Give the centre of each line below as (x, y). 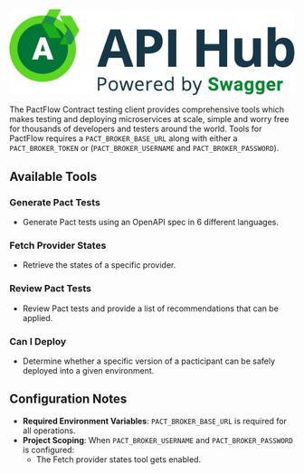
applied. (38, 318)
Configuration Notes (68, 399)
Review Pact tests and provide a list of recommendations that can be (150, 308)
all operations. (49, 431)
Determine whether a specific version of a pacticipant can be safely (149, 361)
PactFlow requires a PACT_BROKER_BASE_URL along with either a (123, 138)
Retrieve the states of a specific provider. (99, 265)
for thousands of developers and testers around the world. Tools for (136, 129)
